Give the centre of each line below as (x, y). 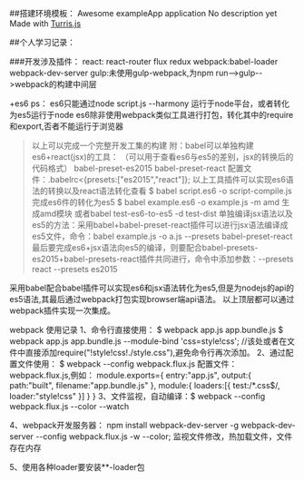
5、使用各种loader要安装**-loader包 (77, 467)
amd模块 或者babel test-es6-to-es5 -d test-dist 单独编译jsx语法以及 (166, 213)
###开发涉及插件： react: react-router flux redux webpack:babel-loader (144, 61)
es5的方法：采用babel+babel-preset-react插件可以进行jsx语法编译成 (160, 225)
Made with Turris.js (45, 24)
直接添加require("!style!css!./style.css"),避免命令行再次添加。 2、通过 (155, 353)
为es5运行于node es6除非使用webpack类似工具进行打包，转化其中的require (152, 115)
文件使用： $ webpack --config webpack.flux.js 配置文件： (127, 364)
